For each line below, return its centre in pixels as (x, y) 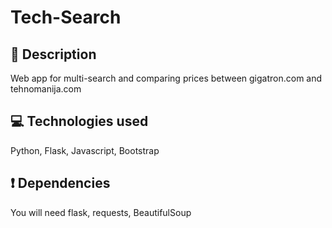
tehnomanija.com (46, 89)
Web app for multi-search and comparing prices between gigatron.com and (166, 78)
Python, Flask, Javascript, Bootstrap (85, 150)
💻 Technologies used (79, 121)
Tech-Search (66, 17)
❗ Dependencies (60, 183)
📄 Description (53, 54)
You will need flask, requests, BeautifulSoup (101, 212)
